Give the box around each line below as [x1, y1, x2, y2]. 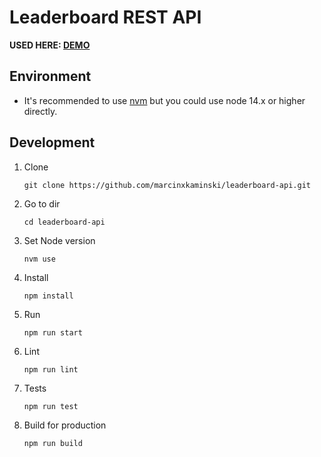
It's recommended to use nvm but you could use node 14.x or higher [23, 94, 306, 106]
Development [9, 134, 96, 151]
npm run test [23, 401, 79, 411]
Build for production [23, 419, 107, 431]
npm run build [23, 438, 83, 448]
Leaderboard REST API [9, 6, 202, 29]
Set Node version [23, 234, 96, 246]
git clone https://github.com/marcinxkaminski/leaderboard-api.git [23, 180, 311, 190]
